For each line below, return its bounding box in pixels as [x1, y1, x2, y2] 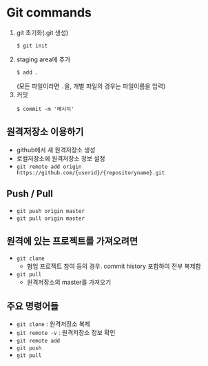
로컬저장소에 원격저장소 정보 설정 [16, 154, 105, 163]
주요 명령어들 [6, 300, 59, 312]
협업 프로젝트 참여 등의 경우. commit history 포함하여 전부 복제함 [26, 262, 201, 270]
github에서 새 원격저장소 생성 [16, 145, 96, 154]
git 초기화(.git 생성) [16, 28, 69, 37]
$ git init [16, 42, 48, 49]
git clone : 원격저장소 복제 [16, 320, 91, 328]
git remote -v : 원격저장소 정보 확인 [16, 329, 116, 337]
